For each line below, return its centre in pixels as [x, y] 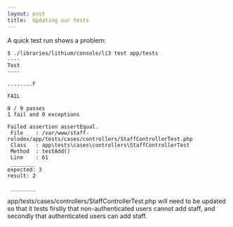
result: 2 [22, 176]
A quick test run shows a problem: [57, 40]
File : [25, 133]
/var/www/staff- [66, 133]
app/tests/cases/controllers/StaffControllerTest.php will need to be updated [116, 201]
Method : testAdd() [40, 151]
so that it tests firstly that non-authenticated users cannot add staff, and [111, 208]
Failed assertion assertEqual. [53, 127]
